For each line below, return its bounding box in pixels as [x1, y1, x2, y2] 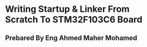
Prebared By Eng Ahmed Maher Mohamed [5, 34, 138, 42]
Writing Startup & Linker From [5, 3, 130, 15]
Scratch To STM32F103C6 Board [5, 14, 143, 25]
